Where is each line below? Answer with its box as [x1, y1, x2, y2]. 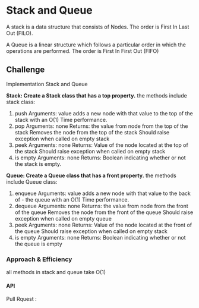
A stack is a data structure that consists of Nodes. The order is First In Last [6, 23, 189, 30]
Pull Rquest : [6, 296, 37, 303]
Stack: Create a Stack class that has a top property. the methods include [6, 92, 187, 99]
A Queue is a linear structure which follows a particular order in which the [6, 41, 186, 48]
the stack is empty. [14, 160, 62, 167]
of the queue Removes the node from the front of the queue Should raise [14, 209, 194, 216]
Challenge [6, 65, 45, 75]
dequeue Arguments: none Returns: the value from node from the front [14, 202, 188, 209]
